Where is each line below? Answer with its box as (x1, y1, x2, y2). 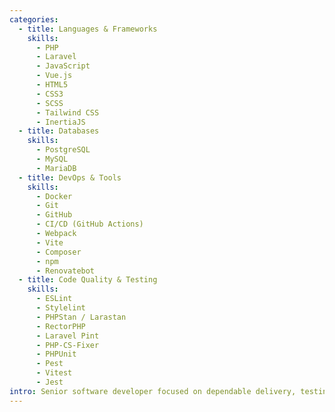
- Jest (35, 377, 64, 387)
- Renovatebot (35, 266, 96, 276)
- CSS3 (35, 89, 64, 99)
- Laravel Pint (35, 331, 100, 341)
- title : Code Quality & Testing (18, 275, 158, 285)
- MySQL (35, 154, 69, 164)
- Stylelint (35, 303, 86, 313)
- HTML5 (35, 80, 69, 90)
